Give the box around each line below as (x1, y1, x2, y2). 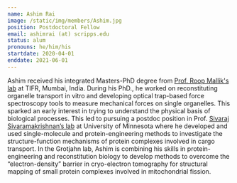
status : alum (7, 37, 46, 44)
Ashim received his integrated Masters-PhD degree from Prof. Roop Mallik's (7, 76, 229, 85)
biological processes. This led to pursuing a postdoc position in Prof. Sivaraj (7, 114, 229, 122)
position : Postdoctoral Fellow (7, 23, 100, 31)
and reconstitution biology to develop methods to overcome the (43, 152, 230, 160)
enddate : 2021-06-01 (7, 57, 69, 64)
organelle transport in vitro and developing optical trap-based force (7, 91, 204, 100)
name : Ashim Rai (7, 10, 55, 18)
